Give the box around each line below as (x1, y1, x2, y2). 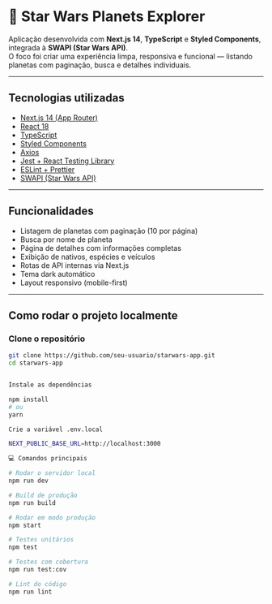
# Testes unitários (8, 536, 74, 544)
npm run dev (8, 477, 49, 485)
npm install (8, 395, 49, 403)
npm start (8, 521, 42, 529)
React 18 (19, 121, 49, 131)
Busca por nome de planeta (19, 235, 113, 244)
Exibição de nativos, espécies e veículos (19, 252, 155, 261)
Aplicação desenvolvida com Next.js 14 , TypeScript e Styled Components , (8, 34, 261, 44)
